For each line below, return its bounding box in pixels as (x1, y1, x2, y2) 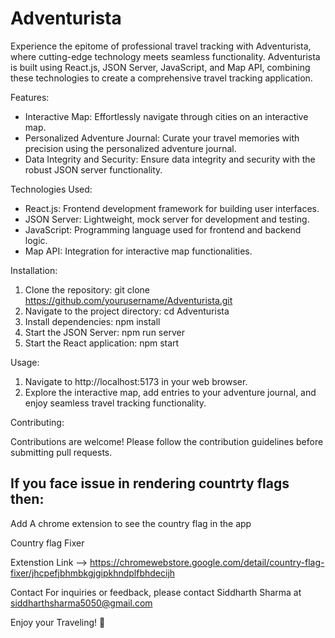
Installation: (10, 264, 58, 276)
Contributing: (10, 416, 65, 428)
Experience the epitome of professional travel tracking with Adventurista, (10, 40, 312, 52)
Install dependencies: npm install (24, 315, 161, 327)
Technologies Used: (10, 183, 93, 195)
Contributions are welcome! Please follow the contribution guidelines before (10, 435, 324, 447)
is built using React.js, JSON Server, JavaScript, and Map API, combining (10, 61, 311, 73)
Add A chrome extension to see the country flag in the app (10, 517, 252, 529)
